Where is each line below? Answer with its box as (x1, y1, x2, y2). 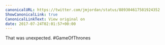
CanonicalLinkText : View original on (5, 16, 85, 21)
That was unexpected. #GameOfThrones (5, 35, 91, 41)
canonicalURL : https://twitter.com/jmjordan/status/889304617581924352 (5, 7, 160, 12)
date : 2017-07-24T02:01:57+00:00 (5, 21, 76, 26)
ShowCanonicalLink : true (5, 12, 58, 17)
